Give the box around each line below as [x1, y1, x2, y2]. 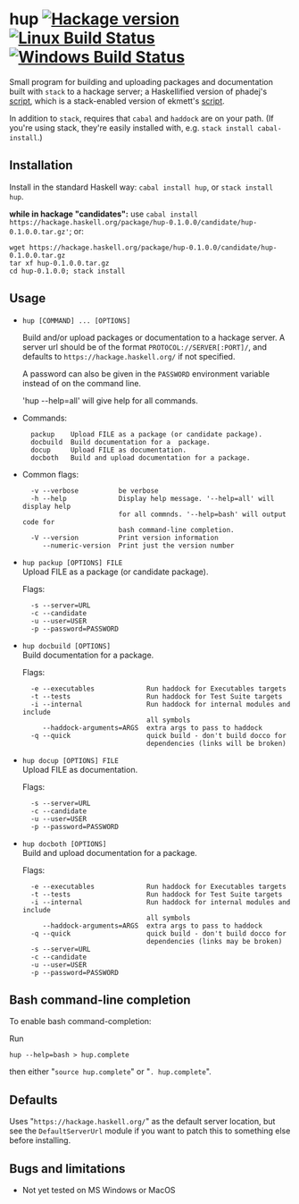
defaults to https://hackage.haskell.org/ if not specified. [21, 351, 236, 361]
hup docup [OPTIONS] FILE [21, 756, 119, 765]
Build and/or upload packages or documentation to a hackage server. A [21, 332, 286, 343]
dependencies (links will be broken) [145, 739, 287, 748]
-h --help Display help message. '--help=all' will [30, 494, 275, 503]
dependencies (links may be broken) [145, 937, 283, 945]
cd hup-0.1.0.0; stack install [9, 267, 126, 276]
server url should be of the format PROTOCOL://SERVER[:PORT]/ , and [21, 341, 268, 352]
